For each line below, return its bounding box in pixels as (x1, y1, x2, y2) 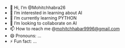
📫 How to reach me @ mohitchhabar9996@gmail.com (9, 26, 120, 31)
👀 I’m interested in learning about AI (9, 10, 83, 16)
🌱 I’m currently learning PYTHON (9, 15, 77, 21)
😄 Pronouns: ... (9, 33, 42, 39)
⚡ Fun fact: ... (9, 38, 37, 44)
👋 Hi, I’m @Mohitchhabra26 (9, 5, 66, 10)
